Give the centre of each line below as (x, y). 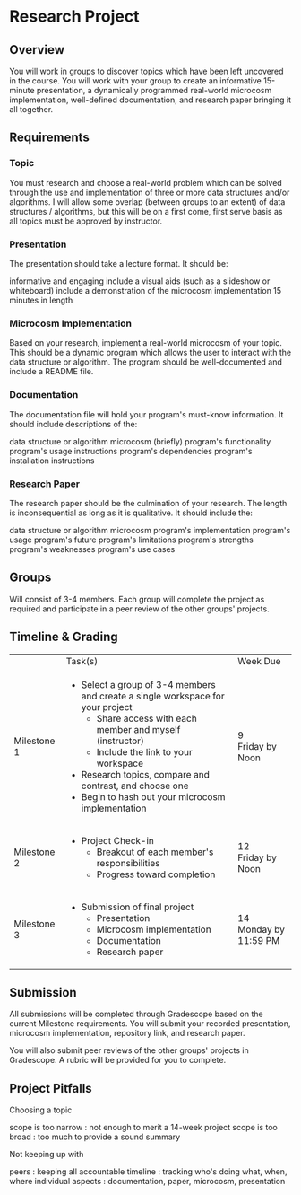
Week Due (259, 661)
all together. (31, 109)
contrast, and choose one (135, 786)
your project (107, 707)
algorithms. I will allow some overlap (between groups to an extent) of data (147, 202)
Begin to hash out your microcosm (153, 796)
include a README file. (52, 372)
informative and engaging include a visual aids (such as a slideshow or (140, 281)
